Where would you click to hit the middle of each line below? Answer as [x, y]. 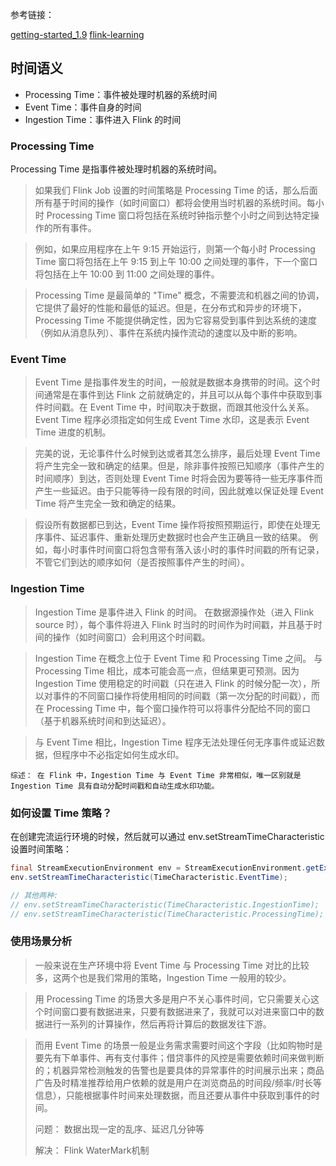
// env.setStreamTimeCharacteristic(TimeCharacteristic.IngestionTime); [165, 904]
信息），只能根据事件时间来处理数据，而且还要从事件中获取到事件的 [173, 1095]
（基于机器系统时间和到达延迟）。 [103, 720]
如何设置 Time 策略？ [61, 813]
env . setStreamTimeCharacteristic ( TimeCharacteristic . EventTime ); [149, 877]
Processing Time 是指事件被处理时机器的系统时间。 [116, 169]
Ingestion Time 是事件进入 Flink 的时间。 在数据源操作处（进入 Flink [174, 612]
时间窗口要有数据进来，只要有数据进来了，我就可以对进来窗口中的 [179, 1011]
